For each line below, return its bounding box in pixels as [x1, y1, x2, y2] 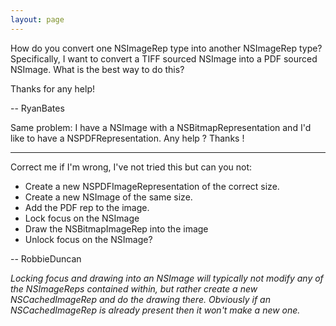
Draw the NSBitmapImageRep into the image [24, 222, 209, 235]
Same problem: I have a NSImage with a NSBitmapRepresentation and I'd [10, 121, 312, 133]
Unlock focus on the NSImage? [24, 233, 153, 245]
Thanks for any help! [10, 82, 95, 95]
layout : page [10, 14, 65, 25]
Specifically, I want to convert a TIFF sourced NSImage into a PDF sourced [10, 52, 318, 65]
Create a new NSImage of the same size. [24, 191, 193, 203]
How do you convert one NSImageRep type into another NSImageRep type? [10, 42, 323, 54]
